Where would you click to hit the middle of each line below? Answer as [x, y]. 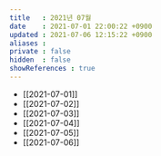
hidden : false [40, 60]
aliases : [28, 43]
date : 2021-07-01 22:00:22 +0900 [81, 26]
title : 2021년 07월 [50, 18]
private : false [40, 52]
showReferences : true [52, 69]
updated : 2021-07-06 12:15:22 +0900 [81, 34]
